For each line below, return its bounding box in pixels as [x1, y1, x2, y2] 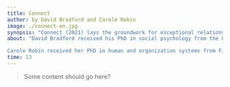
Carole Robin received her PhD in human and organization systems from [7, 48, 216, 54]
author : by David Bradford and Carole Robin [7, 16, 136, 23]
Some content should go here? [23, 72, 111, 80]
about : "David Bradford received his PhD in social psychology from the [7, 35, 219, 42]
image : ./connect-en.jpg [7, 22, 78, 29]
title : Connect [7, 10, 51, 17]
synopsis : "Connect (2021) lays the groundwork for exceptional [7, 29, 194, 36]
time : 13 [7, 54, 32, 61]
